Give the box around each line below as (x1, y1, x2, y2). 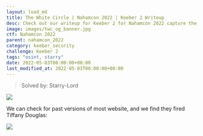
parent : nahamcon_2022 (6, 37, 64, 43)
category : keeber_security (6, 43, 75, 49)
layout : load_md (6, 8, 47, 15)
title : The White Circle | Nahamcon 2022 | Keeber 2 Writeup (6, 15, 165, 21)
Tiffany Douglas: (6, 112, 47, 119)
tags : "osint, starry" (6, 54, 64, 60)
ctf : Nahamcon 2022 (6, 32, 56, 38)
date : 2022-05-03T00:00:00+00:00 (6, 59, 91, 66)
